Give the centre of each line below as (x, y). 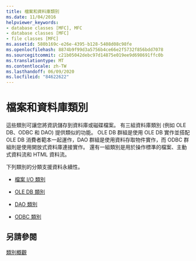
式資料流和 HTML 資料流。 (38, 155)
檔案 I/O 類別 (30, 179)
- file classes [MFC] (32, 39)
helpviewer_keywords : (32, 22)
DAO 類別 (26, 204)
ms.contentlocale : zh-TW (36, 66)
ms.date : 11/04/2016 (31, 17)
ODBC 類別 (28, 217)
